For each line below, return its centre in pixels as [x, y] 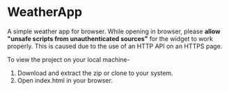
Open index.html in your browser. [65, 80]
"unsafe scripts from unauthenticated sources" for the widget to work [110, 38]
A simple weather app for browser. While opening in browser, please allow [114, 31]
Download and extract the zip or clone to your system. [95, 73]
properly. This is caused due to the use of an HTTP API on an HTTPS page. [115, 46]
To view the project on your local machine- [69, 59]
